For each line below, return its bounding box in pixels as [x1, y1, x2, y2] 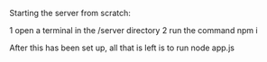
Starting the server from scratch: [9, 8, 131, 18]
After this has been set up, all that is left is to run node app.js [9, 42, 235, 53]
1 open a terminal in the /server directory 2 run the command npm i [9, 25, 259, 35]
